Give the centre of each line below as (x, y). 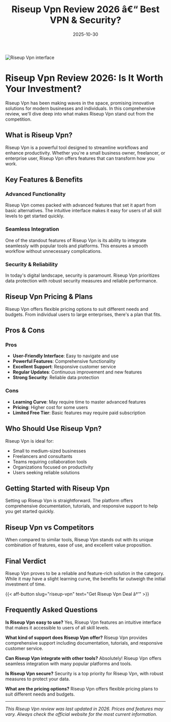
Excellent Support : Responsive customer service (64, 367)
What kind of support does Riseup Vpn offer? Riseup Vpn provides (76, 638)
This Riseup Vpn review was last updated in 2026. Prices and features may (84, 709)
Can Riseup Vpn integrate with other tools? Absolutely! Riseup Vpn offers (83, 658)
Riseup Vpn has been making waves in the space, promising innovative (80, 103)
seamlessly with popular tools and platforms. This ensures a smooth (77, 246)
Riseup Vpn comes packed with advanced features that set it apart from (81, 205)
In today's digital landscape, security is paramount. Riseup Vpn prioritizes (82, 275)
